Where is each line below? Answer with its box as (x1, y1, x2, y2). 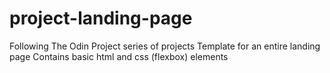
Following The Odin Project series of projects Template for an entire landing (9, 40, 321, 52)
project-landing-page (9, 7, 193, 30)
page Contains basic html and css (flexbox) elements (9, 50, 229, 62)
